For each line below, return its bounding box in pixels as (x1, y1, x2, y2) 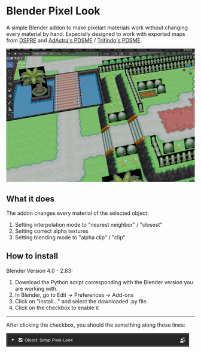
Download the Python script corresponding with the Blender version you (14, 278, 193, 285)
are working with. (14, 285, 58, 292)
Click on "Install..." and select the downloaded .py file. (14, 297, 148, 305)
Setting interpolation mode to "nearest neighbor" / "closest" (14, 221, 163, 229)
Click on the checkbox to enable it (14, 304, 99, 311)
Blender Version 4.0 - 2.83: (6, 267, 73, 274)
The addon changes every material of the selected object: (6, 209, 149, 217)
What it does (6, 193, 55, 204)
